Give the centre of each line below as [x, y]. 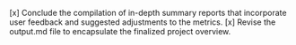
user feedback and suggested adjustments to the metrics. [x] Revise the [143, 22]
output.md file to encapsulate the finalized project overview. [120, 31]
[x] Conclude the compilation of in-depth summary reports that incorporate [148, 13]
